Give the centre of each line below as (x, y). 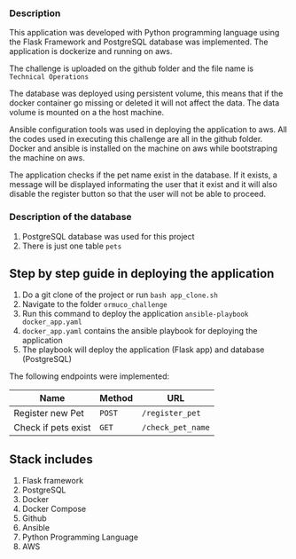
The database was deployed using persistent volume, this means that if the (146, 94)
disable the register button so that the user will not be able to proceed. (138, 194)
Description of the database (70, 217)
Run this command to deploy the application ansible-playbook (135, 314)
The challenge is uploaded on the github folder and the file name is (132, 68)
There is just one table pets (72, 246)
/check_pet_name (175, 428)
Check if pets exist (52, 428)
